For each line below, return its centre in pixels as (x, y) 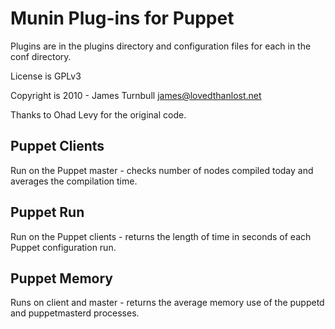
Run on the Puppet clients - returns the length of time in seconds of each (161, 236)
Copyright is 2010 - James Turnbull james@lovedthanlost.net (136, 95)
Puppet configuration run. (63, 247)
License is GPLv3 (46, 76)
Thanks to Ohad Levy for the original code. (98, 114)
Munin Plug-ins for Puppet (122, 18)
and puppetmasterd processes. (75, 313)
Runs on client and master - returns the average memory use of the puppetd (167, 303)
